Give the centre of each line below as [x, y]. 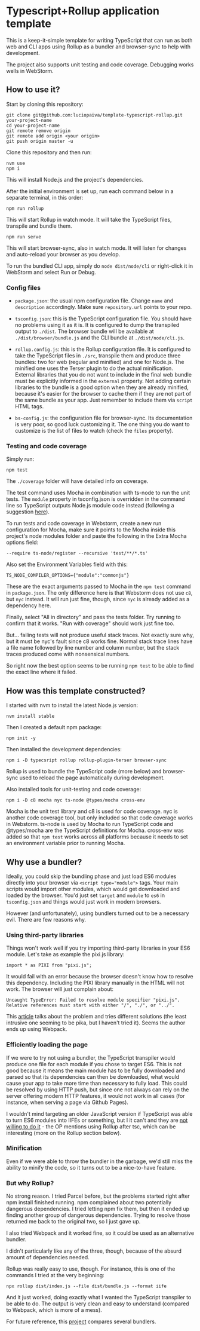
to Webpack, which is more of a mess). [54, 1310]
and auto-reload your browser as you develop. [63, 254]
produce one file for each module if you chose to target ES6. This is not [94, 1064]
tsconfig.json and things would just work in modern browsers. [84, 901]
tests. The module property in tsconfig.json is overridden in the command [96, 499]
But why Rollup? [30, 1183]
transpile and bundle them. [39, 226]
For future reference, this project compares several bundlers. [81, 1321]
